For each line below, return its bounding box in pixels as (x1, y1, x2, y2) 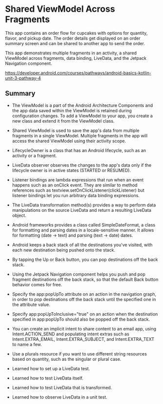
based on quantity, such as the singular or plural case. (12, 356, 122, 362)
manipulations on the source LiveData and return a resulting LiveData (12, 207, 151, 213)
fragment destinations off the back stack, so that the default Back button (12, 276, 159, 282)
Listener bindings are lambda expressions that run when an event (12, 177, 144, 182)
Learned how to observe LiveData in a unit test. (12, 394, 107, 400)
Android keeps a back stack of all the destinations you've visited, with (12, 242, 153, 248)
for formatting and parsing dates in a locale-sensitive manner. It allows (12, 227, 154, 233)
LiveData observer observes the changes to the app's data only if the (12, 162, 152, 168)
